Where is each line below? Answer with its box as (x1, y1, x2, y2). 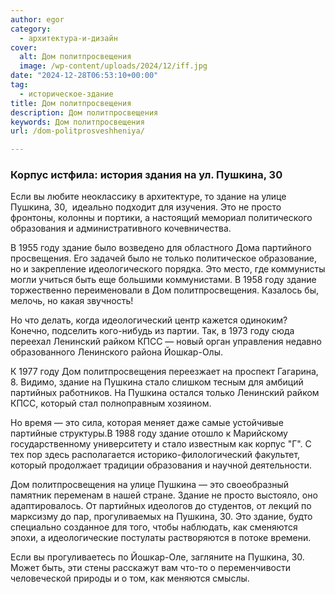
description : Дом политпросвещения (10, 107, 159, 118)
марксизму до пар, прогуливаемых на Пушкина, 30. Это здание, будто (10, 511, 313, 523)
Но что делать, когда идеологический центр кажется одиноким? (10, 314, 288, 326)
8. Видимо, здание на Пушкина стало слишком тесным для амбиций (10, 376, 304, 388)
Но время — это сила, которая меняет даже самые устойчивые (10, 417, 284, 429)
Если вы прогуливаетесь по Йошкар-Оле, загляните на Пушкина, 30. (10, 551, 305, 563)
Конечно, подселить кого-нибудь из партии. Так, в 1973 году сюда (10, 325, 295, 337)
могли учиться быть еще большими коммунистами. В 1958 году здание (10, 274, 317, 286)
